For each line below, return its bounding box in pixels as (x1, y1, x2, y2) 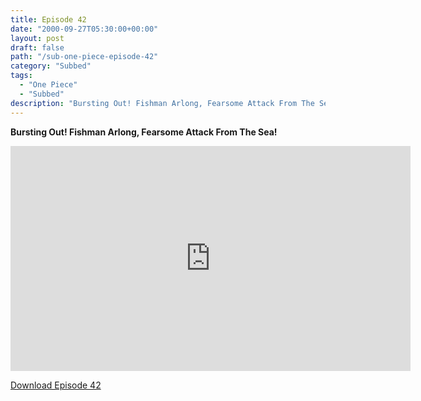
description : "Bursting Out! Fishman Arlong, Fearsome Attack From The (10, 98, 315, 108)
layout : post (10, 33, 65, 43)
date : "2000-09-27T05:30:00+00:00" (10, 24, 159, 34)
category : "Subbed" (10, 61, 92, 71)
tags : (10, 71, 33, 81)
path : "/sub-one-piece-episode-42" (10, 52, 159, 62)
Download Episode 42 (10, 379, 102, 391)
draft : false (10, 42, 65, 53)
